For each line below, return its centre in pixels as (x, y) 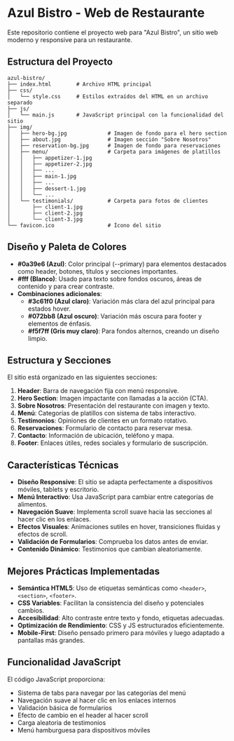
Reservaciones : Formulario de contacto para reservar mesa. (105, 428)
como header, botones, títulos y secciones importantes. (98, 271)
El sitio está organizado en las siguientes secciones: (82, 378)
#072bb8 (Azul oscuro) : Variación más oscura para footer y (115, 316)
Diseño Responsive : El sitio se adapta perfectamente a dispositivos (115, 482)
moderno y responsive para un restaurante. (70, 39)
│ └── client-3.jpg (45, 219)
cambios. (30, 610)
